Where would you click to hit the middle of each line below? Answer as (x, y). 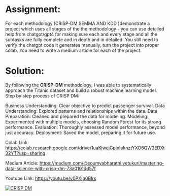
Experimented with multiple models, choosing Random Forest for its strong (83, 122)
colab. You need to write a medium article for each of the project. (73, 50)
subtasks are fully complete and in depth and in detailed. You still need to (82, 40)
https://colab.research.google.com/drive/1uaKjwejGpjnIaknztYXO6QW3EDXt (85, 148)
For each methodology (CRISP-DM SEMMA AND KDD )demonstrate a (78, 23)
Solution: (25, 71)
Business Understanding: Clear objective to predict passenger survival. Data (85, 106)
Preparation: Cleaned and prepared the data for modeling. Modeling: (77, 116)
